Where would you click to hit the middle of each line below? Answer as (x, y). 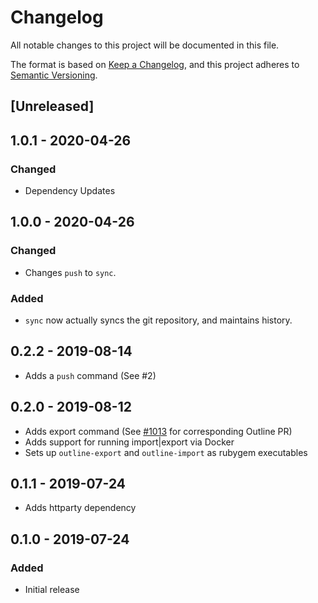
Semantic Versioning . (54, 75)
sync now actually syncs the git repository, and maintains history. (158, 320)
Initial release (52, 590)
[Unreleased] (52, 106)
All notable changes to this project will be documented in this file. (145, 45)
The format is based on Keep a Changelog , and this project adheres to (155, 64)
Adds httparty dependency (80, 508)
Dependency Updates (70, 191)
